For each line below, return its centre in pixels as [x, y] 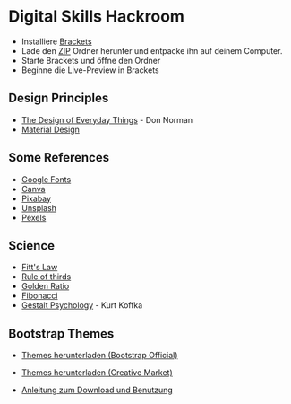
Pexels [34, 217]
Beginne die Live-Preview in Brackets [90, 70]
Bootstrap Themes [61, 334]
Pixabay [36, 198]
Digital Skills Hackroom [97, 17]
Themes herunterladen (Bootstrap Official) [99, 356]
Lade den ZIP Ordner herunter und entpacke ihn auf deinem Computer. [152, 50]
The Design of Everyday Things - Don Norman [107, 119]
